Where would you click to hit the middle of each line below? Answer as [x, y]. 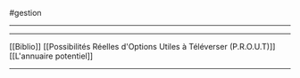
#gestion [25, 13]
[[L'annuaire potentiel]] [51, 56]
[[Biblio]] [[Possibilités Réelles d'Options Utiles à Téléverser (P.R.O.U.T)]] [142, 47]
